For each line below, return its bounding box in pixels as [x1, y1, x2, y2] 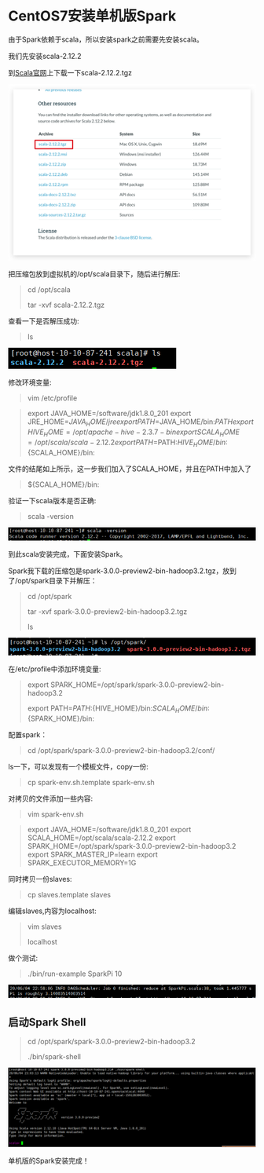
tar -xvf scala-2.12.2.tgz [27, 300, 105, 310]
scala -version [27, 511, 75, 521]
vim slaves [27, 922, 62, 931]
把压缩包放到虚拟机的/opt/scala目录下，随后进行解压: [8, 269, 181, 279]
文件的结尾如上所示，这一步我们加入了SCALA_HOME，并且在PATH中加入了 [8, 464, 252, 473]
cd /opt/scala [27, 285, 71, 294]
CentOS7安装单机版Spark [8, 7, 177, 25]
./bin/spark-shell [27, 1052, 81, 1062]
